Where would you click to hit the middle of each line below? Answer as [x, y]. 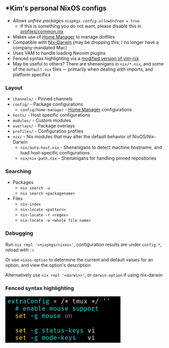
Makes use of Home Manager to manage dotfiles [64, 37]
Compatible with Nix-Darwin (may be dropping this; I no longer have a [86, 42]
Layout [14, 87]
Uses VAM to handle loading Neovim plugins [59, 53]
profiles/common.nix [42, 31]
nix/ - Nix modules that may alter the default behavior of [72, 137]
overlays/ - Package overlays [44, 126]
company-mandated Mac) [40, 47]
